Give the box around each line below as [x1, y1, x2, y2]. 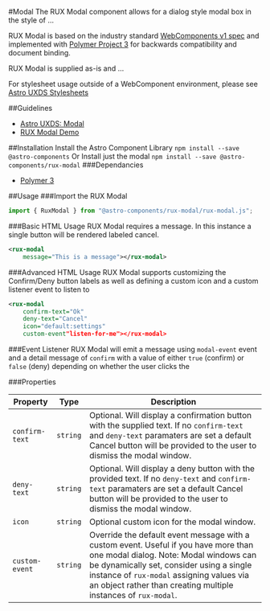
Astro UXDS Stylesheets [8, 88, 89, 97]
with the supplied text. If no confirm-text [89, 420, 243, 431]
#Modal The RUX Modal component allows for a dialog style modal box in [8, 7, 252, 16]
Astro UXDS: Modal [19, 119, 84, 128]
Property [13, 396, 48, 407]
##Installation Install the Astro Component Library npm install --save [8, 143, 239, 152]
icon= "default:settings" [22, 322, 106, 330]
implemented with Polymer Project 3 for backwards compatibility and [8, 39, 237, 49]
